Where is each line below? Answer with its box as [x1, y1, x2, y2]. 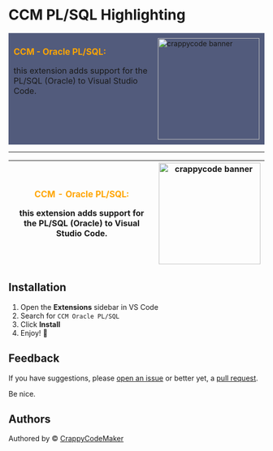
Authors [8, 412, 51, 426]
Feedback [8, 351, 60, 366]
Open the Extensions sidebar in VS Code [19, 302, 158, 311]
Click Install [19, 319, 61, 329]
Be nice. [8, 389, 37, 398]
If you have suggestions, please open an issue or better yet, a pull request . [8, 373, 258, 383]
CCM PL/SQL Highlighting [8, 6, 186, 24]
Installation [8, 281, 67, 294]
